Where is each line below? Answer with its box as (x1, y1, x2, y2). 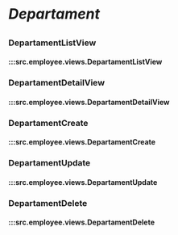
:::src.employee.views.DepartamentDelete (8, 217, 155, 227)
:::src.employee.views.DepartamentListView (8, 57, 163, 67)
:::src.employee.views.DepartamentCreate (8, 137, 155, 147)
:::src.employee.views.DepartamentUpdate (8, 177, 158, 187)
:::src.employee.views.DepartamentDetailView (8, 97, 170, 107)
